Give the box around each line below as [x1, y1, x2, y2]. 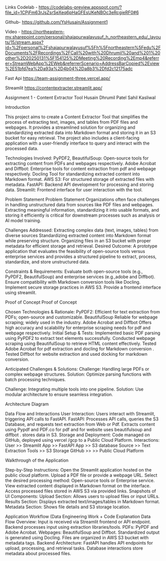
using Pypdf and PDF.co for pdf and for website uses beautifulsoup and [5, 427, 152, 432]
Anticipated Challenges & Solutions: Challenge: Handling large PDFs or [5, 366, 150, 372]
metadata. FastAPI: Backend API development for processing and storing [5, 181, 154, 187]
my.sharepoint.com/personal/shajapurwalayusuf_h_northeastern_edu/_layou [5, 34, 161, 40]
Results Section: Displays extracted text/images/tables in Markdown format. [5, 499, 160, 504]
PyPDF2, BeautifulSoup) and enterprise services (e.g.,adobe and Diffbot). [5, 274, 155, 280]
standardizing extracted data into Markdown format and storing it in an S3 [5, 130, 156, 136]
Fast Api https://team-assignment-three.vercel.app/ [5, 76, 111, 81]
